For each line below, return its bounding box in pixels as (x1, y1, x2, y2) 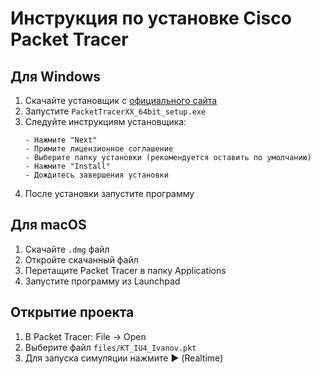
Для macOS (10, 217, 87, 234)
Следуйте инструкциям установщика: (24, 116, 187, 127)
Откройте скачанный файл (24, 253, 139, 266)
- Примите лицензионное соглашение (24, 144, 174, 154)
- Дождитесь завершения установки (24, 170, 169, 180)
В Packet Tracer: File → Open (24, 330, 147, 342)
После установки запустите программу (24, 188, 195, 199)
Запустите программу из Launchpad (24, 275, 181, 287)
